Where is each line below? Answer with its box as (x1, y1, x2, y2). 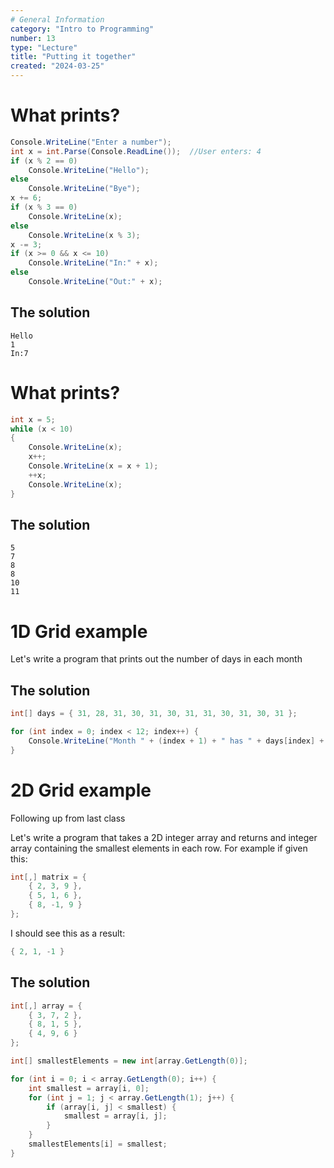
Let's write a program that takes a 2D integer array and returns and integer (10, 831, 318, 843)
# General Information (10, 14, 105, 25)
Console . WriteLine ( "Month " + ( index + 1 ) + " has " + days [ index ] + (28, 736, 325, 746)
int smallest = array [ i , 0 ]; (28, 1083, 150, 1093)
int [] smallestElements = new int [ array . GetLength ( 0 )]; (10, 1056, 248, 1066)
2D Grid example (10, 779, 152, 801)
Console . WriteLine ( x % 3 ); (28, 230, 141, 240)
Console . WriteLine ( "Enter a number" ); (10, 137, 172, 147)
